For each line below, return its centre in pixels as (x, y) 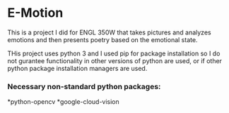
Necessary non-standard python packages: (84, 86)
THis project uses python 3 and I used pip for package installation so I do (114, 53)
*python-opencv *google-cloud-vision (64, 102)
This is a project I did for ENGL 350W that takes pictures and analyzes (109, 32)
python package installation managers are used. (77, 68)
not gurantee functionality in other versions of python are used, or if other (115, 60)
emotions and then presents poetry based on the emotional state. (102, 39)
